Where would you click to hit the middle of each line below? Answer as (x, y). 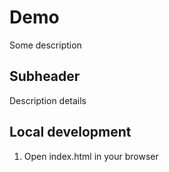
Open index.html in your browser (91, 156)
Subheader (45, 76)
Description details (48, 100)
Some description (45, 45)
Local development (70, 132)
